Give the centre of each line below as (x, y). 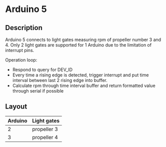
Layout (16, 107)
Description (24, 28)
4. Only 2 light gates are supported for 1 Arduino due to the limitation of (78, 45)
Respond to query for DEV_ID (42, 69)
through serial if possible (38, 91)
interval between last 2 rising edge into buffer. (60, 80)
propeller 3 (45, 129)
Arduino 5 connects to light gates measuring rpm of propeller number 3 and (83, 39)
